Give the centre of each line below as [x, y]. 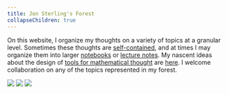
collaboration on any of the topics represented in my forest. [92, 70]
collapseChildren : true [42, 20]
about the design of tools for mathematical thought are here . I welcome [109, 62]
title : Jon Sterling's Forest [51, 14]
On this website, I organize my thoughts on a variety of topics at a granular [114, 40]
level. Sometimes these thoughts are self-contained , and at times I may [109, 47]
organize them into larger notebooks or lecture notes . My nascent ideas [110, 55]
